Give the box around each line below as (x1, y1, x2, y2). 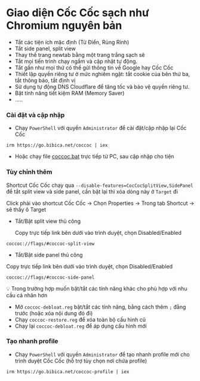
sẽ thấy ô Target (6, 205, 47, 213)
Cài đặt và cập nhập (6, 111, 65, 119)
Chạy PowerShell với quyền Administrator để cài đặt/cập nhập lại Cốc (14, 125, 187, 132)
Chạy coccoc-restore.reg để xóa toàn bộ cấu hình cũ (14, 316, 146, 323)
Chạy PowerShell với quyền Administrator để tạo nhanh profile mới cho (14, 350, 190, 358)
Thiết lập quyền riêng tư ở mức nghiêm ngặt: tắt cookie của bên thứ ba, (14, 70, 190, 77)
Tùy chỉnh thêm (6, 168, 53, 176)
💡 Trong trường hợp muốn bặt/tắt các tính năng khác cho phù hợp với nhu (6, 285, 187, 292)
